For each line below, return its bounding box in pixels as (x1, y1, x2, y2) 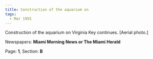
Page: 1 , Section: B (5, 48, 43, 54)
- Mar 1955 (9, 16, 32, 21)
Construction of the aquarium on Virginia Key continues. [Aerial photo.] (5, 30, 149, 36)
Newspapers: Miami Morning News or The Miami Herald (5, 39, 121, 45)
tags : (5, 12, 16, 17)
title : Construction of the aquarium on (5, 7, 89, 12)
